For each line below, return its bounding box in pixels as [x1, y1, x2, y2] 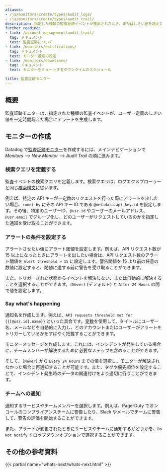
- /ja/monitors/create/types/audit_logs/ [5, 12, 92, 17]
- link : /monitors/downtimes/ [5, 58, 68, 63]
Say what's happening [5, 300, 61, 307]
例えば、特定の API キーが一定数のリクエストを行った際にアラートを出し [5, 195, 154, 201]
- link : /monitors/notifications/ [5, 44, 77, 49]
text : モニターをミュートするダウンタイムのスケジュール [9, 68, 112, 73]
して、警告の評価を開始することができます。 [5, 415, 96, 421]
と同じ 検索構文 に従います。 [5, 184, 62, 190]
